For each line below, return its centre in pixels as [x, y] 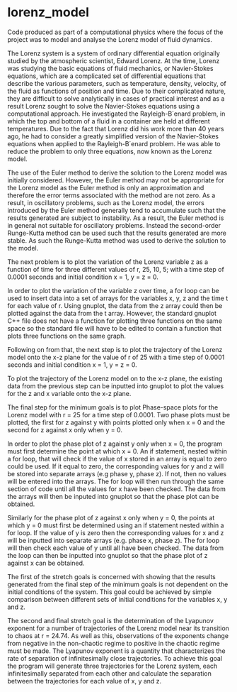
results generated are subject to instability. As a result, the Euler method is [116, 218]
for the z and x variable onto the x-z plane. [69, 393]
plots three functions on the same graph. [67, 336]
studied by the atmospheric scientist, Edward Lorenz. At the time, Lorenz [114, 60]
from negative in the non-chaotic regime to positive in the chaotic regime [114, 643]
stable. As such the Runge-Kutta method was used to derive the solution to [117, 240]
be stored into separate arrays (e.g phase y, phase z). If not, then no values [117, 473]
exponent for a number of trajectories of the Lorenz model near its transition [118, 628]
